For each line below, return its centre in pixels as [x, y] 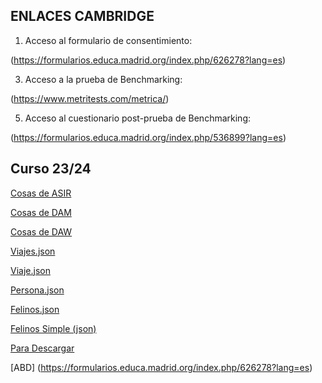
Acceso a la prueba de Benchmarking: [103, 79]
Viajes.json [33, 251]
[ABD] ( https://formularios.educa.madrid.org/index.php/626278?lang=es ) [161, 367]
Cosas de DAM [41, 212]
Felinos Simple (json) [53, 328]
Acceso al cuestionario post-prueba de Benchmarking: [137, 118]
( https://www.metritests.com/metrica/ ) [90, 98]
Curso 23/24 [51, 169]
